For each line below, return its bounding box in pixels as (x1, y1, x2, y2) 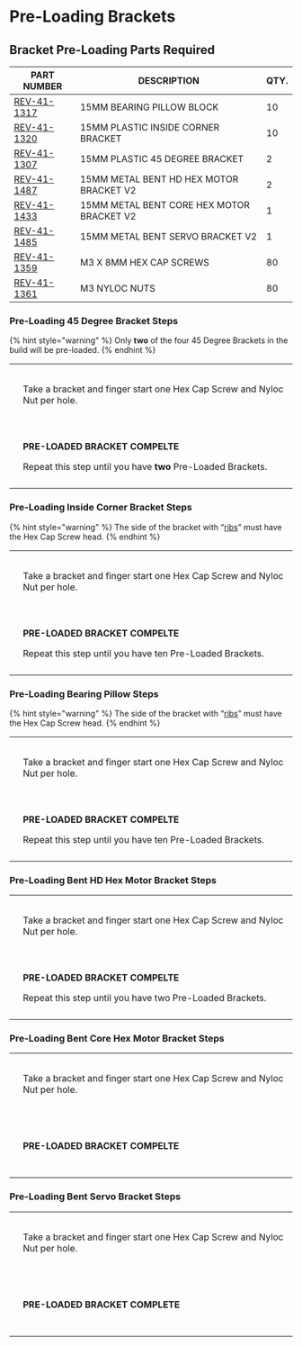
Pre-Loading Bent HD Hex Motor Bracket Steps (9, 873, 218, 886)
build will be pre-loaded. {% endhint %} (9, 345, 156, 356)
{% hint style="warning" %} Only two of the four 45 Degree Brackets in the (9, 335, 289, 346)
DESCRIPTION (138, 75, 200, 86)
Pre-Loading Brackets (9, 6, 176, 27)
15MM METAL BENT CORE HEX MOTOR (79, 199, 250, 211)
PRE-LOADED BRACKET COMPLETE (22, 1298, 181, 1311)
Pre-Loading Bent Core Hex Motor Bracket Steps (9, 1033, 225, 1045)
